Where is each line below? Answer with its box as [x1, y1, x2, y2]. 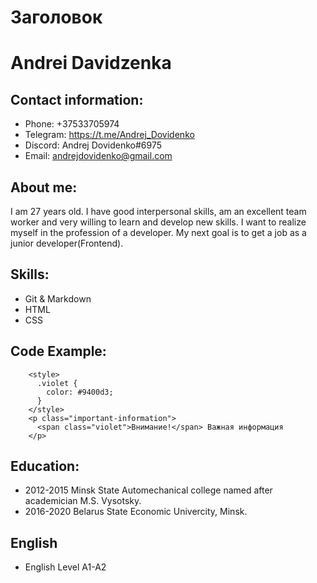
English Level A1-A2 [24, 561, 107, 573]
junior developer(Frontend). [10, 237, 124, 249]
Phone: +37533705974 [24, 118, 120, 130]
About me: [10, 179, 78, 196]
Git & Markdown [24, 292, 92, 305]
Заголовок [10, 6, 103, 29]
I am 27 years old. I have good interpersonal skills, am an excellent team [10, 206, 307, 217]
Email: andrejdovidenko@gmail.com [24, 150, 173, 162]
